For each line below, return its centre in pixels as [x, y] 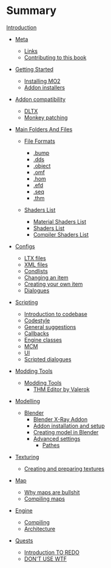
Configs [25, 246]
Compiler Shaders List [61, 234]
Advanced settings [57, 438]
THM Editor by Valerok [61, 389]
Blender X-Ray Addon [60, 419]
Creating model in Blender [66, 432]
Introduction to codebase [56, 314]
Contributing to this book [55, 57]
